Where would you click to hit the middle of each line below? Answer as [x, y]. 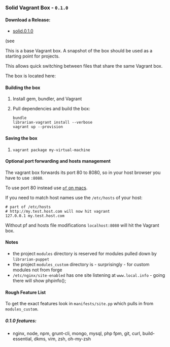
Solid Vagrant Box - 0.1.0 [37, 8]
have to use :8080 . [25, 178]
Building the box [23, 88]
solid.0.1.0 [23, 31]
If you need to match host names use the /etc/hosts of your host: [74, 197]
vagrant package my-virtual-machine [51, 150]
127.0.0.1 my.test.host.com [35, 216]
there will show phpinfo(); [39, 280]
